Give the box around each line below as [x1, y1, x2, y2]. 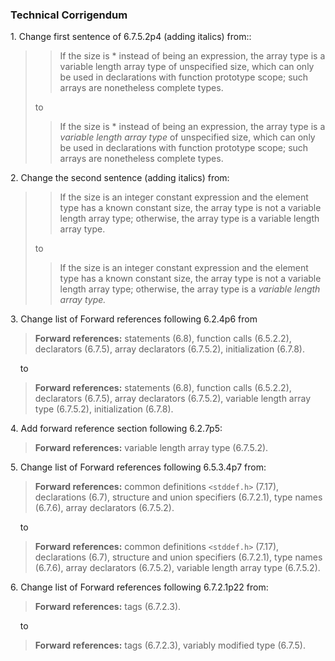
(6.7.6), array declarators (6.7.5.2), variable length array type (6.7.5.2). [34, 562, 321, 574]
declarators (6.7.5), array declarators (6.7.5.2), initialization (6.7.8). [34, 343, 305, 355]
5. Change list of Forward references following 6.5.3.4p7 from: [10, 461, 267, 473]
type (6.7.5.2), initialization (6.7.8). [34, 403, 174, 415]
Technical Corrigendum [10, 8, 128, 22]
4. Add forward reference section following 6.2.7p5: [10, 423, 223, 435]
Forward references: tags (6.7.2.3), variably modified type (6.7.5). [34, 639, 306, 652]
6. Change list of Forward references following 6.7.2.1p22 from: [10, 581, 269, 593]
